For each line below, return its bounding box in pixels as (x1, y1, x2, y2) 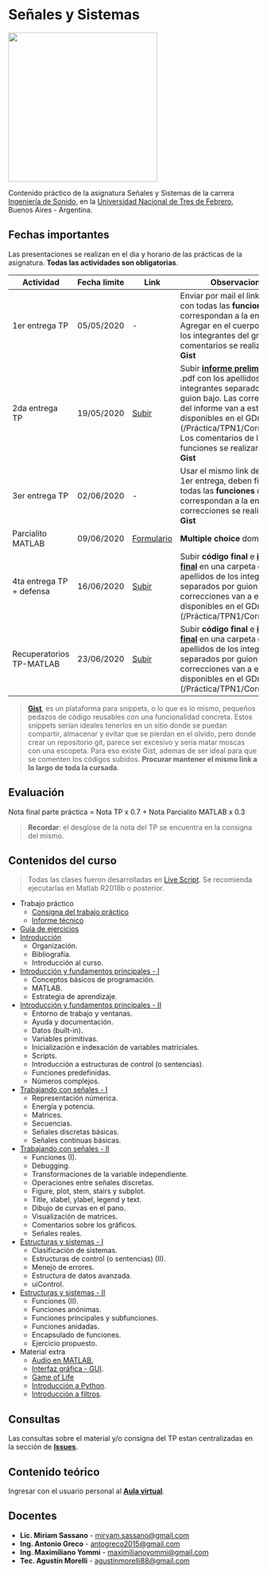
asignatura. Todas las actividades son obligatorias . (8, 257, 179, 267)
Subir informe (180, 362, 233, 373)
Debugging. (31, 1161, 71, 1171)
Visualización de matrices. (31, 1212, 118, 1221)
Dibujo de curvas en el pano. (31, 1204, 126, 1213)
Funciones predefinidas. (31, 1068, 111, 1078)
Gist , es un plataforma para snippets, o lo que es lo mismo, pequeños (27, 703, 256, 713)
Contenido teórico (8, 1465, 100, 1478)
